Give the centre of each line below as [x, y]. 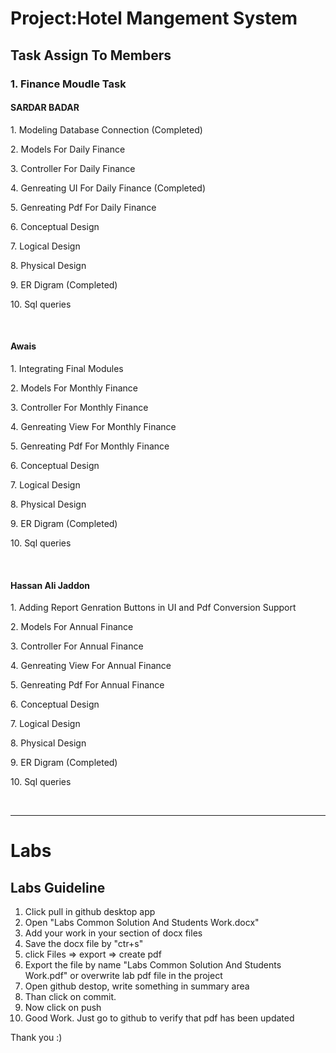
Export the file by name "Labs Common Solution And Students [153, 965]
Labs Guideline [58, 887]
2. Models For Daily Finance [68, 149]
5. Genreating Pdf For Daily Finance [83, 207]
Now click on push [63, 1008]
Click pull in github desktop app [90, 912]
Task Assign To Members [91, 55]
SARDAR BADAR [45, 108]
